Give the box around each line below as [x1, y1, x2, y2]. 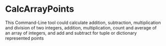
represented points [5, 35, 44, 41]
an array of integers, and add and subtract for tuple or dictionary [5, 30, 137, 36]
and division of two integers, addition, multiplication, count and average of [5, 24, 157, 30]
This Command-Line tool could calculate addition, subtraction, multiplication [5, 20, 161, 25]
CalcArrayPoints [5, 3, 74, 15]
